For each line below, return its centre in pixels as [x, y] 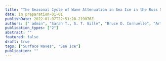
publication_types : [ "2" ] [32, 28]
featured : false [22, 37]
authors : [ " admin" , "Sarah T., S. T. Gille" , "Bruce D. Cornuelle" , [78, 23]
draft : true [17, 42]
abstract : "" [19, 32]
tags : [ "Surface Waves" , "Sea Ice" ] [43, 46]
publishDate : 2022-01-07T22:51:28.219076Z [49, 19]
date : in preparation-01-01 [34, 14]
